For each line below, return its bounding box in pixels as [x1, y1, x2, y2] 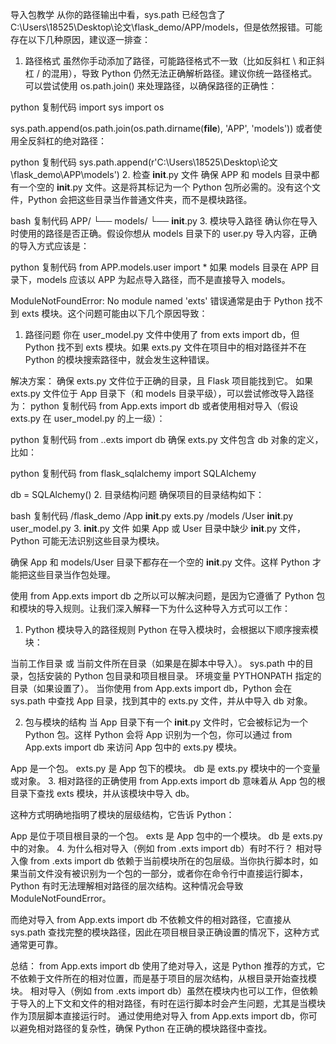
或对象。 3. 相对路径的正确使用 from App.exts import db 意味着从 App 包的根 [10, 775, 326, 787]
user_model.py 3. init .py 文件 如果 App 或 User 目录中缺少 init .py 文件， [10, 523, 307, 534]
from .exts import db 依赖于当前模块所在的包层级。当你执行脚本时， [29, 855, 310, 867]
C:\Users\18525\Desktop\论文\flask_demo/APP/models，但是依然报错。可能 [10, 21, 323, 33]
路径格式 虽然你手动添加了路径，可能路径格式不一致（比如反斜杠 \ [24, 55, 297, 67]
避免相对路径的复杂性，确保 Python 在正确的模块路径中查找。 [18, 1023, 273, 1034]
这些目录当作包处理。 [27, 569, 116, 580]
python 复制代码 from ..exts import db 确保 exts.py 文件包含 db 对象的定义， [10, 434, 324, 445]
